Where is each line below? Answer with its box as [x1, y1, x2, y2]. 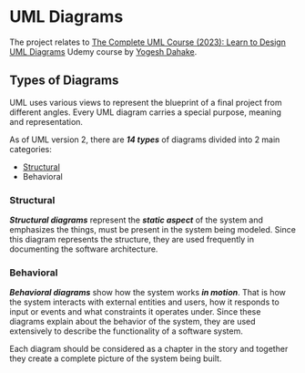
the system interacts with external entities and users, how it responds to [9, 296, 280, 307]
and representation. [9, 116, 84, 127]
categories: [9, 143, 52, 154]
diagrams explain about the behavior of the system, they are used [9, 316, 257, 327]
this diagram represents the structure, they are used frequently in [9, 234, 255, 245]
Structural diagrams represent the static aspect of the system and [9, 214, 264, 225]
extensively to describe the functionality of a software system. [9, 326, 244, 337]
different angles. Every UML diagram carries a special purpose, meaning [9, 107, 282, 118]
